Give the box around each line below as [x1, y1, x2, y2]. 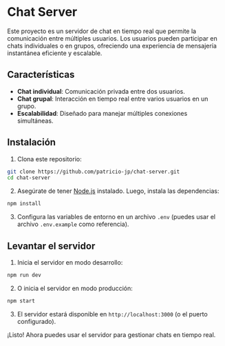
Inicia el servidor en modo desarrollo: [17, 258, 123, 266]
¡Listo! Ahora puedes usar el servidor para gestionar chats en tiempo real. [7, 330, 216, 338]
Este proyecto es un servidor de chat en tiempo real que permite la [7, 27, 197, 35]
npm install [7, 201, 41, 207]
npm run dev [7, 272, 41, 278]
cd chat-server [7, 174, 51, 181]
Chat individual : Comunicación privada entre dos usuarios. [17, 87, 186, 95]
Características [7, 69, 75, 81]
